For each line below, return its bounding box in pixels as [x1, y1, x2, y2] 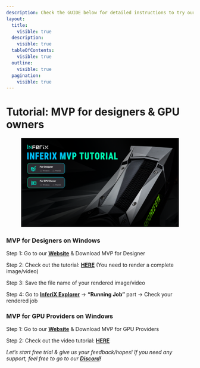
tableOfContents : [11, 48, 55, 54]
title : [11, 22, 28, 28]
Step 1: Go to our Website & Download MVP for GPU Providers [6, 326, 160, 333]
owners [6, 118, 45, 131]
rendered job [6, 297, 38, 304]
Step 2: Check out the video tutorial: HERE [6, 337, 110, 344]
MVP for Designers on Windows [6, 236, 101, 245]
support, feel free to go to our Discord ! [6, 355, 102, 362]
